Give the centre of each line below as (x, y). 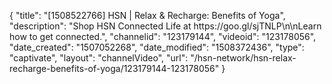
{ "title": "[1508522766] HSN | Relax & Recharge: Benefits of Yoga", (147, 15)
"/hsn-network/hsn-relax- (243, 58)
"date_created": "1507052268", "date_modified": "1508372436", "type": (157, 47)
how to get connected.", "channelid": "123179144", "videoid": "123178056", (163, 36)
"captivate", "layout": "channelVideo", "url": (99, 58)
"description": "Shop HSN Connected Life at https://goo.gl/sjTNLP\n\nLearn (165, 26)
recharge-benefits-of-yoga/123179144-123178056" (114, 68)
